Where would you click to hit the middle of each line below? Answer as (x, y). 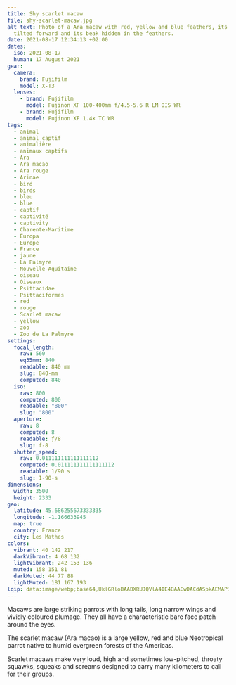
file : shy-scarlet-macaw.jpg (50, 20)
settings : (22, 341)
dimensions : (25, 485)
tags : (15, 125)
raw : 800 (33, 393)
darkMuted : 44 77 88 (44, 576)
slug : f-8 (34, 445)
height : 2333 (33, 498)
